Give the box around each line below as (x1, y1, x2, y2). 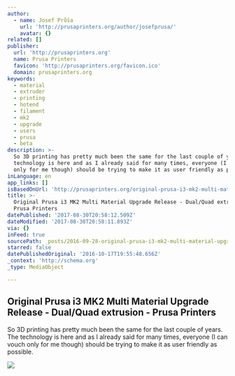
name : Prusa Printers (13, 56, 77, 63)
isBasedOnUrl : (7, 186, 49, 193)
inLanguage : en (7, 173, 52, 180)
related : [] (7, 36, 42, 43)
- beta (13, 140, 33, 147)
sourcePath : (7, 238, 42, 245)
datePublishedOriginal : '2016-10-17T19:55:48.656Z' (7, 251, 161, 258)
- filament (13, 108, 45, 115)
